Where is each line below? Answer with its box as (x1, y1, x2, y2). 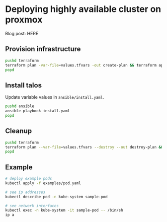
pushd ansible (5, 104, 35, 109)
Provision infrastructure (5, 45, 81, 53)
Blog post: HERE (5, 30, 39, 36)
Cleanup (5, 127, 32, 135)
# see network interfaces (5, 203, 59, 208)
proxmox (5, 14, 43, 25)
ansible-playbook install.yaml (5, 108, 70, 114)
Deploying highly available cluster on (5, 3, 162, 15)
